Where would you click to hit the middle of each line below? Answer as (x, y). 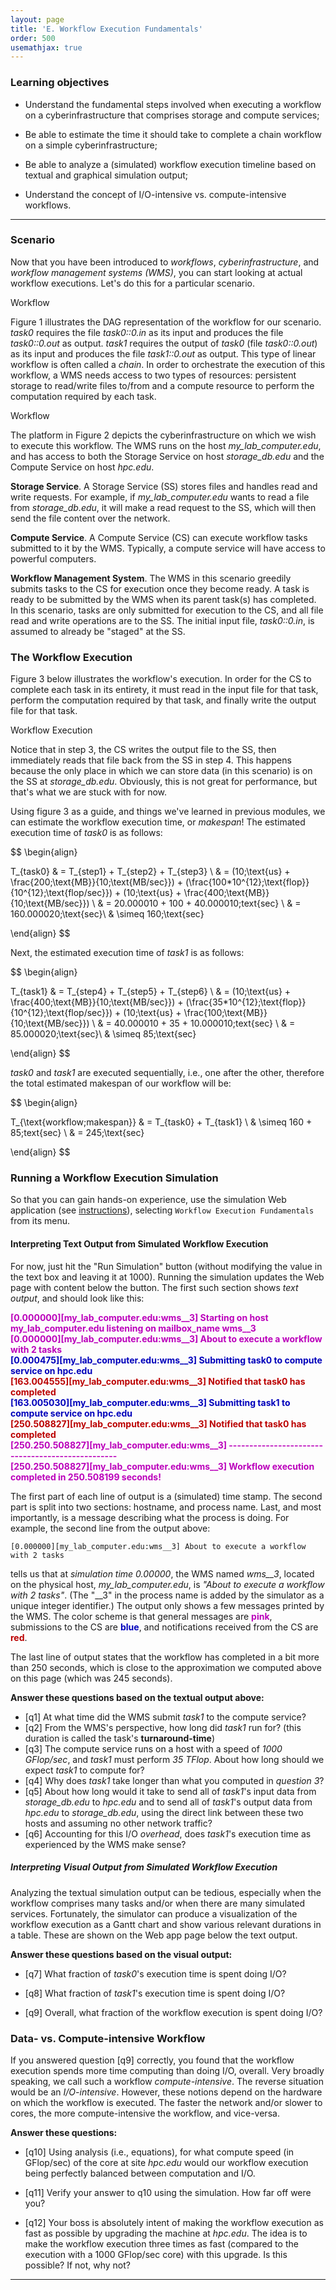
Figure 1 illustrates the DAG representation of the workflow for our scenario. (166, 322)
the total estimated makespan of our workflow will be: (121, 1083)
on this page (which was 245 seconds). (91, 1678)
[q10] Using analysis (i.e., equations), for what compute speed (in (159, 2152)
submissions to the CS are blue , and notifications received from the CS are (164, 1627)
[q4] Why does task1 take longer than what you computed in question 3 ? (174, 1780)
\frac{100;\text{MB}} (225, 1013)
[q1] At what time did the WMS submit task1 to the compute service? (165, 1717)
